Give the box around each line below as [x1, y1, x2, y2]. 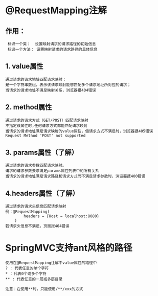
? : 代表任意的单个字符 [5, 266, 49, 271]
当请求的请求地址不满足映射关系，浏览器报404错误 [5, 87, 96, 93]
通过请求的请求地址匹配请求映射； [5, 77, 66, 82]
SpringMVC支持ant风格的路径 [5, 242, 132, 254]
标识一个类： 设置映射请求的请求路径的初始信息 [7, 41, 96, 47]
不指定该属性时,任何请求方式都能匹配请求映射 [5, 123, 88, 128]
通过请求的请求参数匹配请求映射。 [5, 163, 66, 168]
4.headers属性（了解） [5, 189, 79, 197]
